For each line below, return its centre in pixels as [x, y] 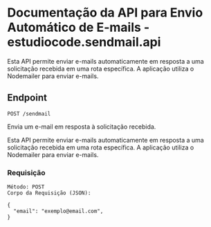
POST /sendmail [29, 113]
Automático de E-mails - [79, 27]
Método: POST [26, 187]
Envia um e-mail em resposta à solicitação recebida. [82, 127]
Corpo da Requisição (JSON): [49, 193]
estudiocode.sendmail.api [84, 42]
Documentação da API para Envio [105, 13]
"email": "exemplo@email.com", [58, 211]
